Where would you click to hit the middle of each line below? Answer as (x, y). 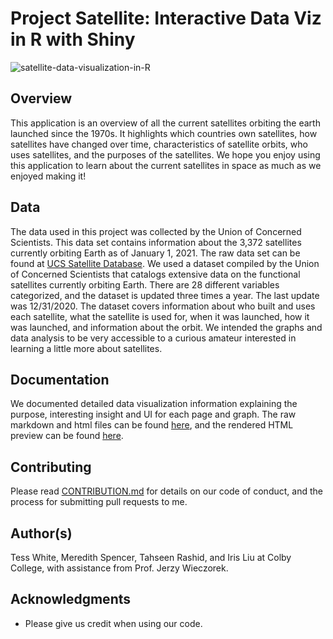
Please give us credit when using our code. (113, 623)
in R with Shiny (73, 39)
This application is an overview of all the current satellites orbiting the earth (165, 123)
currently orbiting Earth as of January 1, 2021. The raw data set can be (155, 253)
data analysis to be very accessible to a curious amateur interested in (153, 338)
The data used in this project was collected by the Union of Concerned (156, 231)
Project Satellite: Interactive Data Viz (166, 18)
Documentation (60, 379)
